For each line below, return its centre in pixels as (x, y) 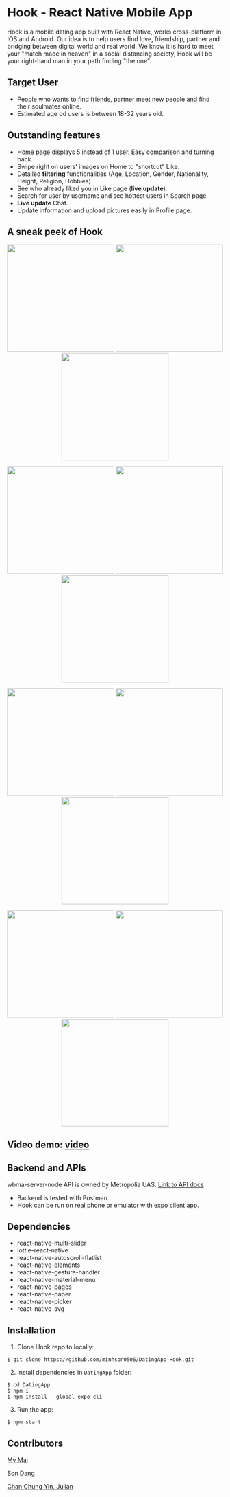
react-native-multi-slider (52, 1243)
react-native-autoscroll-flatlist (59, 1258)
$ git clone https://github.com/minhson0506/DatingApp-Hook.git (101, 1360)
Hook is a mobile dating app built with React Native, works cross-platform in (114, 32)
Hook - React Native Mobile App (100, 13)
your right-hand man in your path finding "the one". (79, 60)
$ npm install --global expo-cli (55, 1397)
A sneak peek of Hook (55, 232)
